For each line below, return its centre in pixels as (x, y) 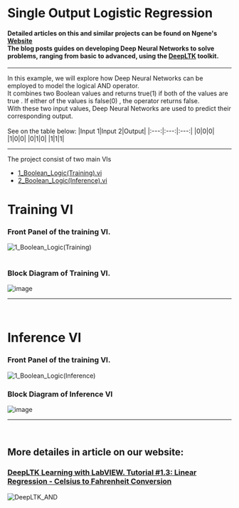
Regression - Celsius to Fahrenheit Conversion (90, 482)
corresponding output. (40, 116)
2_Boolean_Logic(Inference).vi (63, 181)
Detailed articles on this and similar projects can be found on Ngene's (112, 33)
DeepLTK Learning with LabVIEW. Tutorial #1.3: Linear (102, 472)
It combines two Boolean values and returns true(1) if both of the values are (118, 93)
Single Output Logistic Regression (110, 13)
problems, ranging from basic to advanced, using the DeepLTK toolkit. (113, 55)
